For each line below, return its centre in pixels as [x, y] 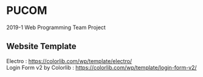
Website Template [42, 46]
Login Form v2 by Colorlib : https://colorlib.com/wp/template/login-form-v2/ [101, 67]
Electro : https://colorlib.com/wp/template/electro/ [69, 61]
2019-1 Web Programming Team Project [56, 27]
